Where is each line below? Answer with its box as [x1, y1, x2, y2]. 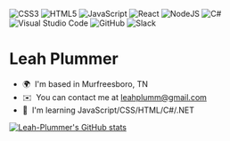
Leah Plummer [9, 49, 119, 69]
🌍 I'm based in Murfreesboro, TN [21, 78, 149, 89]
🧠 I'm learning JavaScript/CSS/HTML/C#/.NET [21, 105, 194, 115]
